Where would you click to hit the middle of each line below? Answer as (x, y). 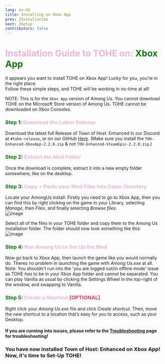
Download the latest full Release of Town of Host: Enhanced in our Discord (82, 133)
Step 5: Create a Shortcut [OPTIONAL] (53, 298)
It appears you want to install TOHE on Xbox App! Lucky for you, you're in (81, 78)
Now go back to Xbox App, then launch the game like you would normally (81, 258)
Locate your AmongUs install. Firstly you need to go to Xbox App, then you (82, 197)
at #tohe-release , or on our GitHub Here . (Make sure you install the (75, 138)
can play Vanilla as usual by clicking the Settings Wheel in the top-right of (81, 279)
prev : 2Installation (27, 19)
